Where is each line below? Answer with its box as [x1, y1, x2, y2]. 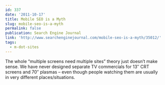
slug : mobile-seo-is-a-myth [5, 21, 64, 26]
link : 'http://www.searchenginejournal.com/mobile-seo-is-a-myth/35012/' [5, 35, 162, 40]
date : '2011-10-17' [5, 12, 46, 17]
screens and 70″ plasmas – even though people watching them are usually [5, 68, 158, 75]
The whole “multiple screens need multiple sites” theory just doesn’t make [5, 58, 158, 64]
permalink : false [5, 26, 41, 31]
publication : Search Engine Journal [5, 30, 81, 35]
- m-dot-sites [9, 44, 39, 49]
